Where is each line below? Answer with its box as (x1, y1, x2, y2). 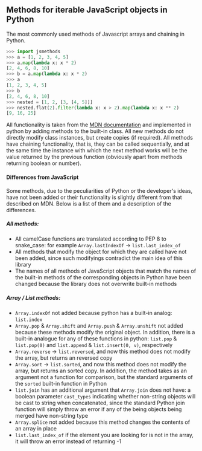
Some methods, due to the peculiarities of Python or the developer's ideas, (6, 187, 193, 194)
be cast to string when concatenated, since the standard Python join (14, 399, 185, 407)
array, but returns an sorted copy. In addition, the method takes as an (14, 367, 187, 374)
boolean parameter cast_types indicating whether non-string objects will (14, 393, 196, 400)
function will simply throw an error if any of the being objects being (14, 406, 182, 413)
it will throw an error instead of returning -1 (14, 438, 122, 445)
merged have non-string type (14, 412, 89, 420)
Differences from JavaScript (6, 174, 79, 181)
